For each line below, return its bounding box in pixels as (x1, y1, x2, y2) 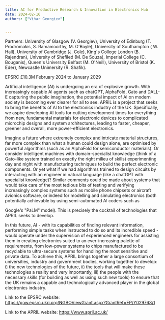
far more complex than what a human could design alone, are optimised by (5, 140, 157, 146)
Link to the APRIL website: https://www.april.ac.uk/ (5, 309, 108, 315)
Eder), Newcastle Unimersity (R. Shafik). (5, 64, 87, 70)
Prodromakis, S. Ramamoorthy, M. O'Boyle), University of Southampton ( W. (5, 44, 159, 50)
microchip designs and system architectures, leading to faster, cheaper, (5, 120, 150, 126)
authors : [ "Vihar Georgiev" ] (5, 16, 65, 21)
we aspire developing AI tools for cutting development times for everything (5, 110, 156, 116)
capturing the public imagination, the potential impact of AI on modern (9, 94, 151, 100)
